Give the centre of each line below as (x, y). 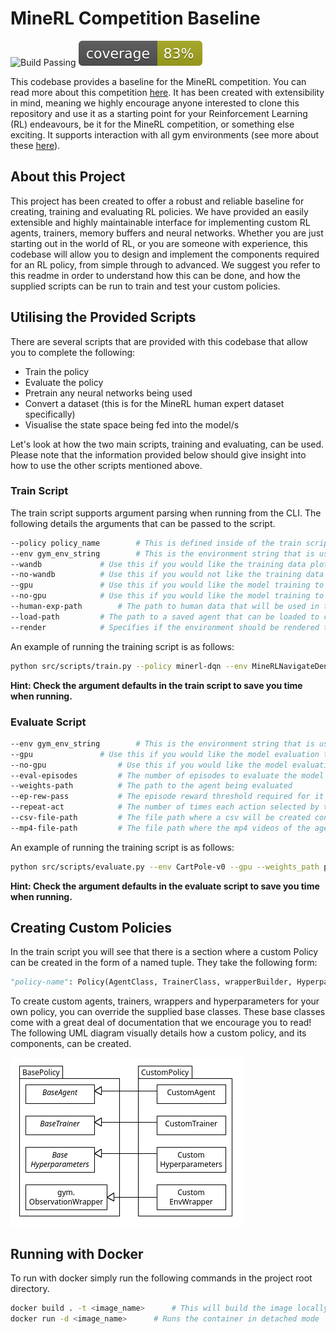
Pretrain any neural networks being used (108, 393)
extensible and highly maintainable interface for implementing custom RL (160, 222)
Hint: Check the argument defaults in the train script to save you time (156, 685)
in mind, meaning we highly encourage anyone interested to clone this (155, 103)
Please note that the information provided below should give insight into (158, 454)
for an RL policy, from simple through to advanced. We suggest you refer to (165, 264)
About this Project (68, 177)
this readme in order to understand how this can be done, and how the (155, 275)
